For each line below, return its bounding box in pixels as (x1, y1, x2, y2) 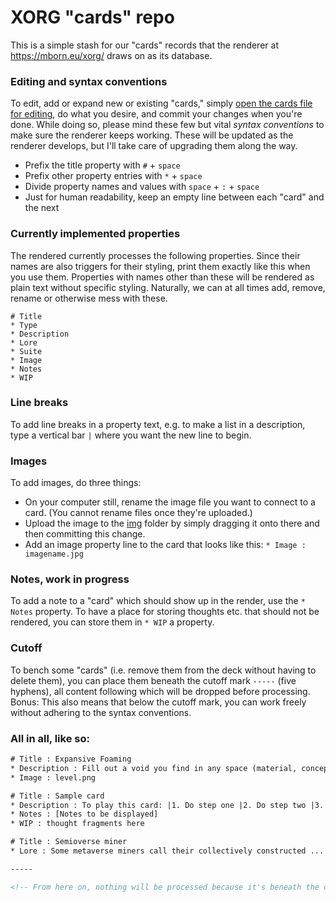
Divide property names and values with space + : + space (24, 181, 260, 193)
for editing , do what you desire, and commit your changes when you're (10, 108, 303, 120)
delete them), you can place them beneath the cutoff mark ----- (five (10, 674, 297, 686)
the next (24, 202, 60, 214)
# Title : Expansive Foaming (10, 754, 132, 765)
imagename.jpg (24, 549, 84, 560)
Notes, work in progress (10, 572, 130, 586)
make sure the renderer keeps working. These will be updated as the (10, 129, 294, 141)
